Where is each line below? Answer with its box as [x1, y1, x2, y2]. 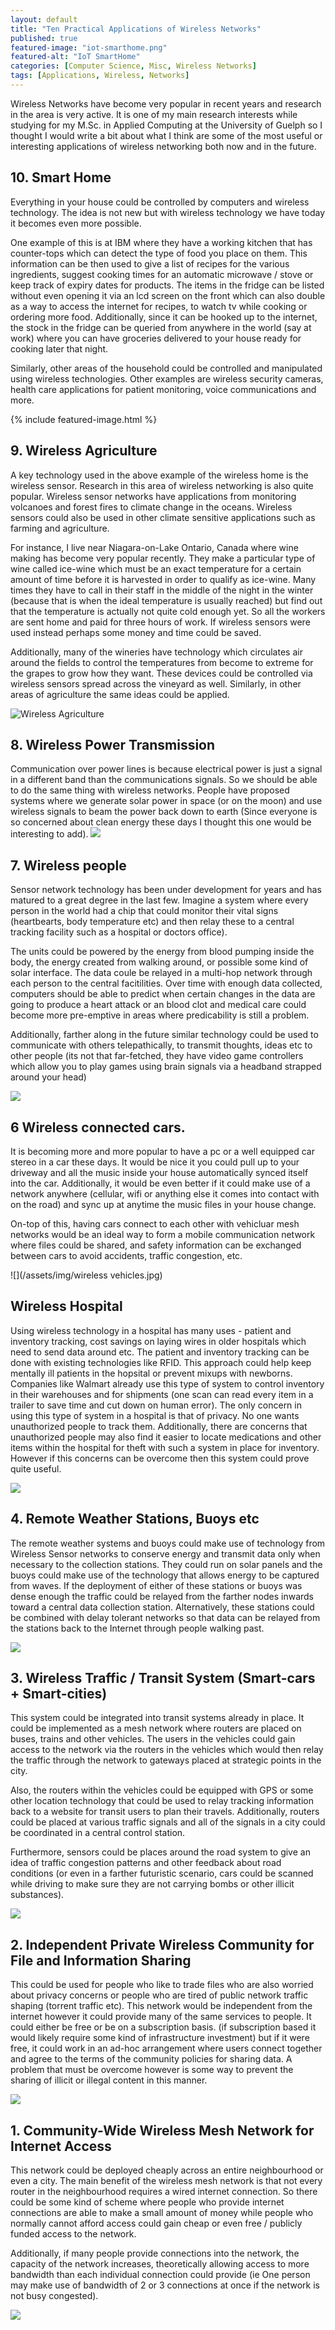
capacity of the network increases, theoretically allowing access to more [10, 2258, 310, 2270]
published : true [10, 33, 78, 43]
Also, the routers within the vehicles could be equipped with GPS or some [10, 1784, 314, 1796]
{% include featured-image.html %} [10, 413, 158, 425]
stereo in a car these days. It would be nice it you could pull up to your [10, 1156, 300, 1168]
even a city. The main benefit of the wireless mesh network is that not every [10, 2175, 323, 2186]
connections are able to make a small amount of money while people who [10, 2207, 314, 2218]
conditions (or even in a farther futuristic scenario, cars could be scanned [10, 1867, 314, 1880]
